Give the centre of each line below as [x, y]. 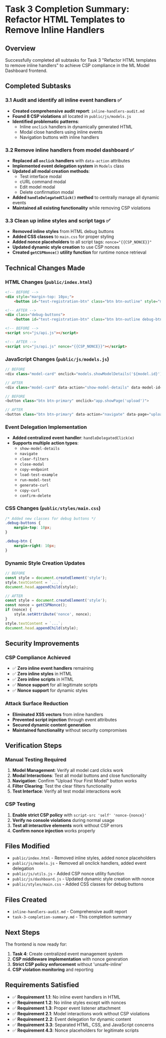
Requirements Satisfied [42, 985]
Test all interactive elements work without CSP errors [67, 825]
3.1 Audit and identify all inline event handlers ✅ [63, 100]
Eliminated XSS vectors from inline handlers [58, 714]
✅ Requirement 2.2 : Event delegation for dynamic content [72, 1019]
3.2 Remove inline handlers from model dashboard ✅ [70, 150]
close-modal [32, 464]
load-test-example [39, 475]
